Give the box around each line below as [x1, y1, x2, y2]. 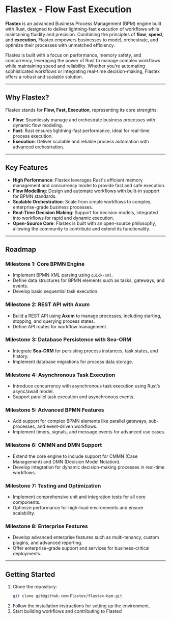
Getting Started [5, 570, 55, 579]
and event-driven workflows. [37, 423, 98, 429]
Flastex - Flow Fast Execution [5, 4, 132, 15]
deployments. [12, 551, 42, 557]
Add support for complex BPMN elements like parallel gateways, [12, 418, 148, 424]
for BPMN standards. [12, 193, 57, 199]
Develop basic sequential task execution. [12, 288, 99, 294]
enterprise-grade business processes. [12, 204, 93, 210]
